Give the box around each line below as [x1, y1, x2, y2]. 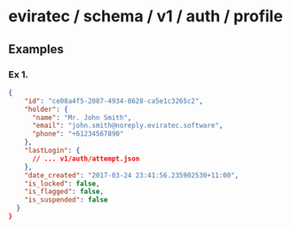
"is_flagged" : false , [24, 187, 104, 196]
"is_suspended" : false [24, 195, 108, 205]
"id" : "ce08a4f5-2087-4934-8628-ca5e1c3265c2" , [24, 96, 203, 106]
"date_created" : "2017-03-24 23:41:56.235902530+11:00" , [24, 170, 240, 179]
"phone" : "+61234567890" [31, 130, 124, 138]
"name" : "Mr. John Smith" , [31, 113, 132, 122]
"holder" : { [24, 105, 68, 114]
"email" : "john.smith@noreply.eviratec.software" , [31, 122, 224, 130]
